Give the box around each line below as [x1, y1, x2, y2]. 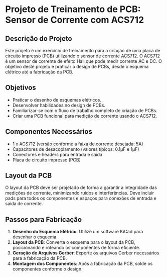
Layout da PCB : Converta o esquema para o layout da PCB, [12, 239, 135, 245]
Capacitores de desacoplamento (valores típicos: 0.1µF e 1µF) [12, 146, 139, 152]
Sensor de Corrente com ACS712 [5, 14, 144, 26]
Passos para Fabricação [5, 215, 82, 224]
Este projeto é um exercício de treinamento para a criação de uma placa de [5, 48, 160, 53]
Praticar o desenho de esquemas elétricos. [12, 97, 102, 103]
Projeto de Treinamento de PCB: [5, 4, 141, 15]
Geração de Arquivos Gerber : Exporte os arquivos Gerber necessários [12, 250, 159, 256]
